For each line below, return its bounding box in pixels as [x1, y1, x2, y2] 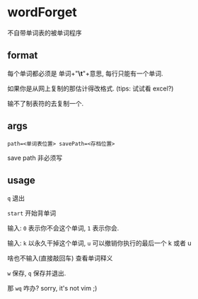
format [7, 49, 38, 61]
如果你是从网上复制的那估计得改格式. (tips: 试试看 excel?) [7, 84, 174, 93]
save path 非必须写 [7, 153, 63, 162]
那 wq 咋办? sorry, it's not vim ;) [7, 284, 98, 293]
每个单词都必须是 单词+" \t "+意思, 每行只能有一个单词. [7, 69, 164, 78]
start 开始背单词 [7, 209, 57, 218]
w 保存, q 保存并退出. [7, 269, 66, 278]
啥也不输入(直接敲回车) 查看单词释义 [7, 254, 113, 262]
